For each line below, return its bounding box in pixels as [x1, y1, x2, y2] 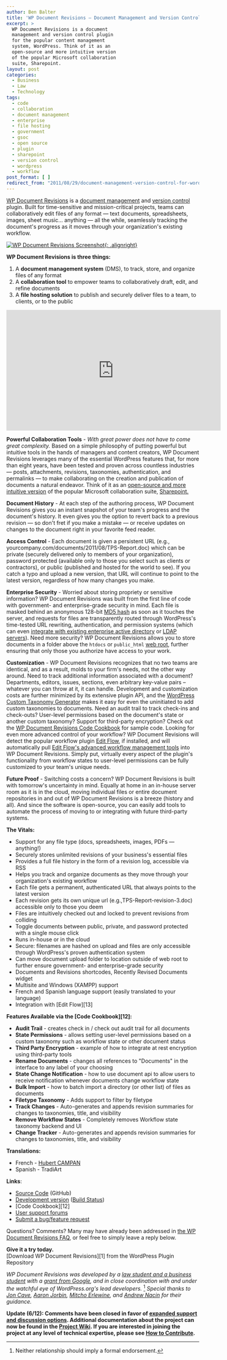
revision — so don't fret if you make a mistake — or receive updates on [6, 519, 185, 526]
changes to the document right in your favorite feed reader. [6, 525, 156, 533]
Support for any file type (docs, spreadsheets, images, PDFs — [15, 838, 175, 845]
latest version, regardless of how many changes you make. [6, 576, 155, 584]
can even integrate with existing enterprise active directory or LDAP [6, 627, 177, 635]
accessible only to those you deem [15, 903, 103, 911]
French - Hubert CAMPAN [15, 1159, 81, 1166]
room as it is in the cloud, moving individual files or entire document [6, 788, 177, 795]
